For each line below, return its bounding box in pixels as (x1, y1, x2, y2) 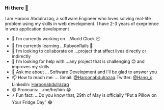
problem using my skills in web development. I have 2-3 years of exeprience (4, 21, 159, 27)
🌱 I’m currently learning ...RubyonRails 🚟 (11, 43, 93, 49)
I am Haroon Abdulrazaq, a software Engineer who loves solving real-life (4, 16, 151, 22)
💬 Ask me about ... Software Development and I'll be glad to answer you (11, 69, 157, 75)
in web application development (4, 26, 69, 32)
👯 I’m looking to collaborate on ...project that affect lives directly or (11, 48, 147, 54)
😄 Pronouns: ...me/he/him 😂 (11, 87, 72, 93)
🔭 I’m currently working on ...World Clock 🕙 (11, 36, 101, 42)
